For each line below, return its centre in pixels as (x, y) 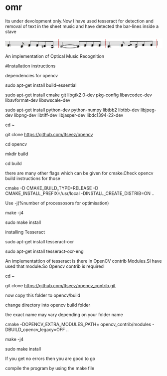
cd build (13, 164)
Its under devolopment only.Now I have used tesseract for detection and (79, 21)
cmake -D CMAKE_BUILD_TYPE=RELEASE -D (52, 188)
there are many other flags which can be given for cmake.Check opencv (79, 173)
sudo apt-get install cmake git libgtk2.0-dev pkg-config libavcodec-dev (79, 95)
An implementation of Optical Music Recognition (55, 56)
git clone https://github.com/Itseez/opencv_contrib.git (60, 286)
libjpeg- (148, 110)
